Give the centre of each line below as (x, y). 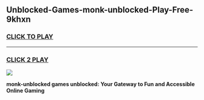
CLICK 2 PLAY (27, 59)
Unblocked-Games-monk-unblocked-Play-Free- (100, 10)
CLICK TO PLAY (30, 37)
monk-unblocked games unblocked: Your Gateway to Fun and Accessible (101, 84)
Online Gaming (25, 90)
